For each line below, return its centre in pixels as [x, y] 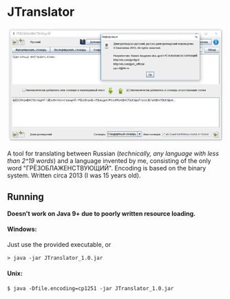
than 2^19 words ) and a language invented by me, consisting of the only [109, 160]
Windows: [22, 229]
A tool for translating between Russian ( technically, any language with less [113, 153]
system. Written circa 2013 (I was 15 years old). [74, 175]
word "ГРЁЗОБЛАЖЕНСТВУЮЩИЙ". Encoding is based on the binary [107, 168]
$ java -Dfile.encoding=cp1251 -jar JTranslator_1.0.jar [91, 289]
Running [26, 197]
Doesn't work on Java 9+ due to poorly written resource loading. [102, 213]
